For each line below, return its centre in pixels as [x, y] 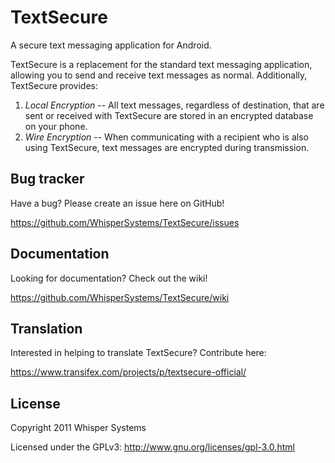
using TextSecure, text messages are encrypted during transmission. [167, 147]
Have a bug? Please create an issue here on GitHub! [117, 203]
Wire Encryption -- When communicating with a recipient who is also [166, 137]
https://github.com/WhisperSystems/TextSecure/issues [125, 222]
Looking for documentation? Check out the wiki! [109, 278]
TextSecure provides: [54, 85]
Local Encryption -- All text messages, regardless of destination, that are [174, 105]
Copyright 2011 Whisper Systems [78, 428]
